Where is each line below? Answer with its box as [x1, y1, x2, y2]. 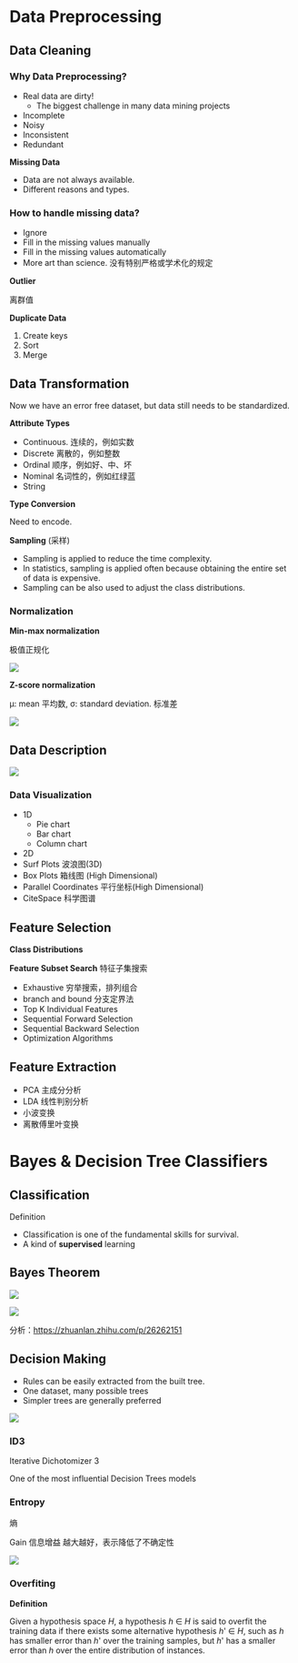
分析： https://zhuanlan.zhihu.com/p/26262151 [9, 1324, 183, 1335]
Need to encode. [9, 516, 73, 527]
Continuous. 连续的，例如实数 [22, 436, 134, 447]
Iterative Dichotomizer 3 [9, 1455, 100, 1466]
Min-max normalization [9, 625, 100, 636]
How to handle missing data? [9, 207, 140, 219]
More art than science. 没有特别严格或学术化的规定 [22, 258, 214, 269]
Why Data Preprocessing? [9, 70, 127, 83]
